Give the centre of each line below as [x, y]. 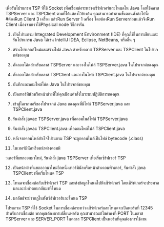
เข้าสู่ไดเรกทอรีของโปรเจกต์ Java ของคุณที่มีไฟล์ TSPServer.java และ [71, 104]
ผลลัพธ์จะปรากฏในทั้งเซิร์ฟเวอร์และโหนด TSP [50, 198]
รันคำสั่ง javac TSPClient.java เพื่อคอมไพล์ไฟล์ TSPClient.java [69, 128]
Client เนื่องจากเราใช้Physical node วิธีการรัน [45, 24]
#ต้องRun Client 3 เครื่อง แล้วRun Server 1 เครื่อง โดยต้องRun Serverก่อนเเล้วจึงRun [80, 19]
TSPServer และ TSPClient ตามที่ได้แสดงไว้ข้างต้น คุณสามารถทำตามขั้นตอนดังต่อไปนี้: [77, 13]
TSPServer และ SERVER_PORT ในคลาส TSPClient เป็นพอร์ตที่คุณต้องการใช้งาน [76, 219]
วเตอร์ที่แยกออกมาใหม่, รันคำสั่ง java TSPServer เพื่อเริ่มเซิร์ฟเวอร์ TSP [66, 158]
